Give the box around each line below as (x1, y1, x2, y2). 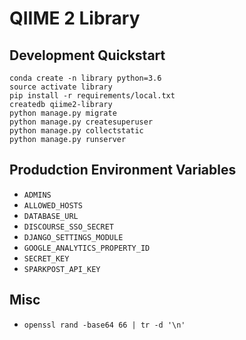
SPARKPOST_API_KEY (23, 264, 101, 274)
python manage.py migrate (9, 108, 117, 118)
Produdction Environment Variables (9, 162, 237, 179)
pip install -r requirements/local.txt (9, 91, 176, 101)
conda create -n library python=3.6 (9, 73, 162, 83)
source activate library (9, 82, 113, 92)
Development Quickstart (9, 47, 166, 64)
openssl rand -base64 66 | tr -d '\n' (23, 320, 186, 330)
